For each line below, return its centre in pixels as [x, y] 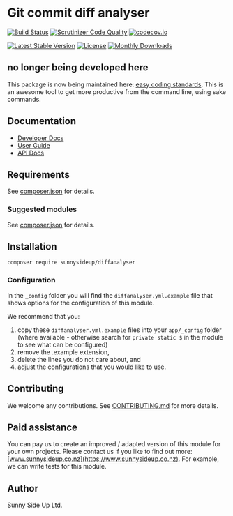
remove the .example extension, [63, 352]
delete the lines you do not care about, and [79, 359]
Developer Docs [40, 138]
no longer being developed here [78, 68]
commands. [24, 99]
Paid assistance [43, 427]
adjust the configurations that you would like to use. [92, 367]
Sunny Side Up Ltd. [35, 505]
